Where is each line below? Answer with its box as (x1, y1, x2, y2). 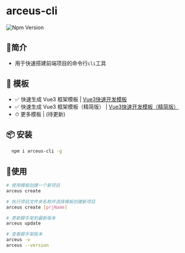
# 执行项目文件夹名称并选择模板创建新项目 (6, 198, 96, 205)
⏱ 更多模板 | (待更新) (14, 110, 66, 117)
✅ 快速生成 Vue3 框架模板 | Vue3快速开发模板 (14, 95, 127, 102)
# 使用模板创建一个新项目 (6, 183, 60, 189)
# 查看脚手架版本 (6, 231, 43, 238)
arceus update (6, 220, 42, 227)
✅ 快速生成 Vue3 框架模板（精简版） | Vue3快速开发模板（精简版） (14, 103, 179, 110)
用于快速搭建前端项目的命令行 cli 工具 (14, 60, 107, 67)
